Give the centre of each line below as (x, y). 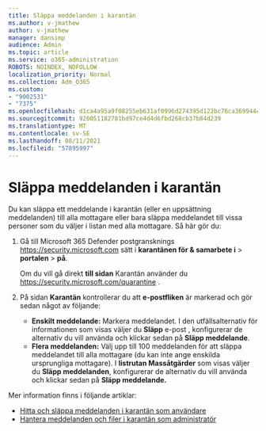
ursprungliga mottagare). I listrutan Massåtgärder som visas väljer (141, 363)
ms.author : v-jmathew (44, 23)
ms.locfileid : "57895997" (51, 148)
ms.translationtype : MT (47, 126)
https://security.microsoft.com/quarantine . (90, 282)
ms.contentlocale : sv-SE (49, 133)
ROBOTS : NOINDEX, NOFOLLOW (53, 67)
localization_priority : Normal (60, 74)
